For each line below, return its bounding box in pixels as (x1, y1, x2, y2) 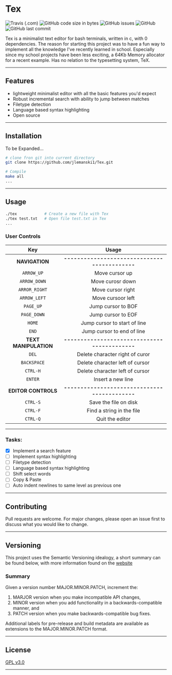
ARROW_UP (22, 270, 44, 276)
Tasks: (5, 436, 23, 443)
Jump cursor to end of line (81, 328, 145, 335)
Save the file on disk (89, 399, 138, 406)
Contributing (5, 502, 47, 511)
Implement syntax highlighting (12, 453, 77, 460)
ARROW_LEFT (19, 295, 46, 301)
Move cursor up (94, 269, 133, 276)
